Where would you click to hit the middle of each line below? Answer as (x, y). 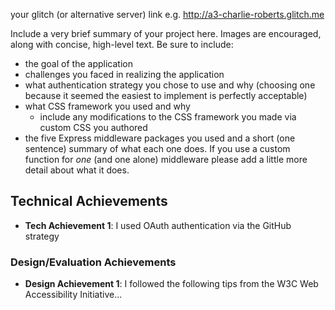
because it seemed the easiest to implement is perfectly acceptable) (166, 95)
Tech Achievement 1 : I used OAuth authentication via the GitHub (158, 225)
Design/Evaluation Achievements (93, 262)
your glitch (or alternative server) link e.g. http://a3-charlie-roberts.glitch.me (167, 14)
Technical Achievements (89, 201)
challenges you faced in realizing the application (124, 74)
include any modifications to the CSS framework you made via (168, 117)
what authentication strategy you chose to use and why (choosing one (170, 85)
